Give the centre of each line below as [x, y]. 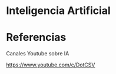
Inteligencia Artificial [58, 11]
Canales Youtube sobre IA [38, 54]
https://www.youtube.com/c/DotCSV [51, 65]
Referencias [36, 38]
